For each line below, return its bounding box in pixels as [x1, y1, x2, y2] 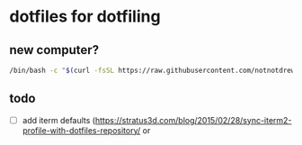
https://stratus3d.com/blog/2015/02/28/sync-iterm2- [94, 114, 292, 125]
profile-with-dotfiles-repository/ [22, 124, 141, 136]
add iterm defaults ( [22, 114, 96, 125]
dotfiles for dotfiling [9, 6, 161, 27]
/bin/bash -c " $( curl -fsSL [9, 66, 115, 75]
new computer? [9, 42, 100, 58]
